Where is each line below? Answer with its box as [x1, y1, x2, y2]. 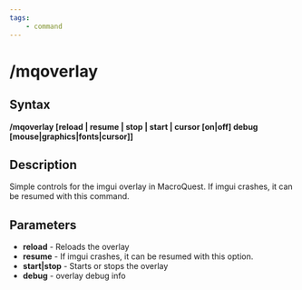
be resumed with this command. [9, 191, 130, 202]
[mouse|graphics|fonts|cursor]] [9, 131, 134, 142]
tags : [9, 13, 30, 23]
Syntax [9, 97, 51, 113]
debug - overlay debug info [22, 270, 126, 282]
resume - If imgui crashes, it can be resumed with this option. [22, 251, 254, 262]
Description [9, 156, 77, 173]
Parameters [9, 217, 77, 233]
